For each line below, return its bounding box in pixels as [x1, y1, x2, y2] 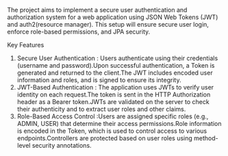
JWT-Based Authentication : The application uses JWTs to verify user [16, 83, 214, 91]
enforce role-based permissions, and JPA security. [7, 27, 151, 36]
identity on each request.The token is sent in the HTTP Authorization [16, 90, 211, 99]
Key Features [7, 41, 45, 49]
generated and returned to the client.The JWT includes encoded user [16, 68, 214, 77]
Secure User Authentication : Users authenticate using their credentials [16, 54, 218, 62]
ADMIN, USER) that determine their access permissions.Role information [16, 120, 222, 127]
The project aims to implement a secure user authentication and [7, 6, 188, 14]
